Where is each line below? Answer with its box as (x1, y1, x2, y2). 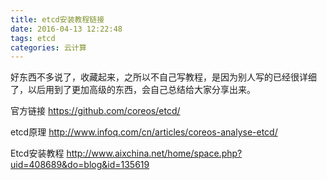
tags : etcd (10, 33, 56, 43)
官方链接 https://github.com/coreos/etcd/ (10, 105, 181, 117)
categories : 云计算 (10, 42, 87, 53)
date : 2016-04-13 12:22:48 (10, 24, 123, 34)
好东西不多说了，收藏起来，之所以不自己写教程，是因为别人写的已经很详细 (10, 71, 317, 83)
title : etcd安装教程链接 (10, 14, 105, 25)
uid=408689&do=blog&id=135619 (10, 159, 150, 171)
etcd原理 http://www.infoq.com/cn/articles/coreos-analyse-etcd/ (10, 126, 278, 138)
